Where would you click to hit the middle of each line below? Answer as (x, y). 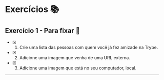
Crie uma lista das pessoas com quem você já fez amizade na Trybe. (89, 47)
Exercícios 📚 (32, 9)
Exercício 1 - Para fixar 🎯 (42, 30)
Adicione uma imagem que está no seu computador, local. (78, 68)
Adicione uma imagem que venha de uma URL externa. (75, 58)
